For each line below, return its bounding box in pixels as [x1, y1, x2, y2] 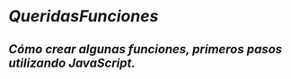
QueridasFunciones [8, 6, 159, 27]
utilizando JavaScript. [8, 55, 136, 70]
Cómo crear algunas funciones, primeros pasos [8, 42, 283, 57]
